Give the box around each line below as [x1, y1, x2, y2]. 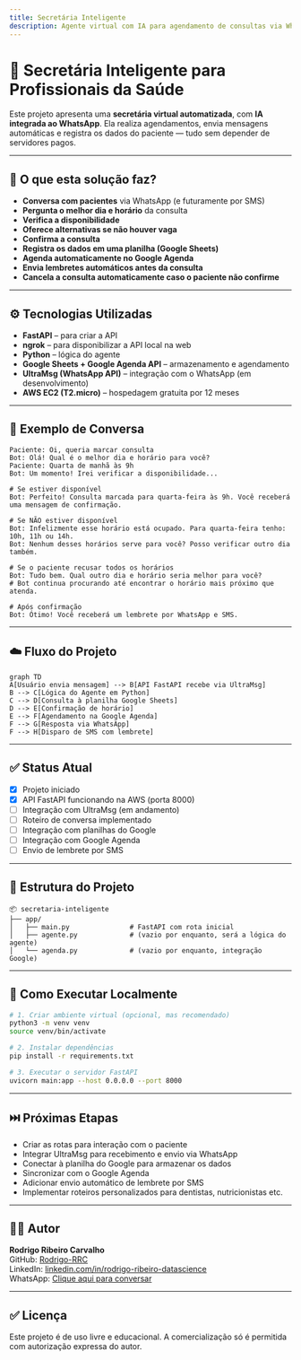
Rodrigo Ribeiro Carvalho [9, 1244, 105, 1256]
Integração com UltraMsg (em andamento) [21, 804, 180, 815]
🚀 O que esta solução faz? [9, 171, 157, 187]
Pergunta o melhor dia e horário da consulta [21, 205, 188, 216]
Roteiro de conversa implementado [21, 814, 152, 825]
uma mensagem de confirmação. [9, 500, 123, 510]
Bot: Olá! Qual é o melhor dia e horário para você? [9, 453, 211, 462]
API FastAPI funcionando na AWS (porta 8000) [21, 794, 195, 805]
